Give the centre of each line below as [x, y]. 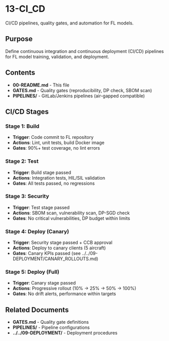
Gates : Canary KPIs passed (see [47, 253]
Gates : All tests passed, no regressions [54, 183]
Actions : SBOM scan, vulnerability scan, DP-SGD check [71, 213]
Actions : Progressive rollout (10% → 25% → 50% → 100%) [74, 289]
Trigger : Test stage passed [41, 207]
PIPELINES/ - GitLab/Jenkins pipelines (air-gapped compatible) [79, 96]
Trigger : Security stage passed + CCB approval [62, 243]
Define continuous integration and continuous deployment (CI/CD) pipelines [84, 51]
